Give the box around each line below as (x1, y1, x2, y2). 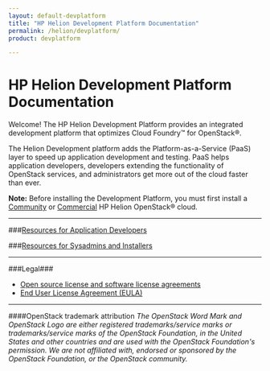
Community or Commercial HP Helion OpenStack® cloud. (8, 202, 198, 212)
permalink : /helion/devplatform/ (8, 27, 121, 35)
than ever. (8, 178, 42, 188)
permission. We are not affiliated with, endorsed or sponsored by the (8, 345, 237, 355)
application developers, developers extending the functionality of (8, 161, 224, 171)
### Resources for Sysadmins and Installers (8, 241, 153, 250)
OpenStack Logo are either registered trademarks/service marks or (8, 319, 232, 330)
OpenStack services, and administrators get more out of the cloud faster (8, 170, 248, 179)
